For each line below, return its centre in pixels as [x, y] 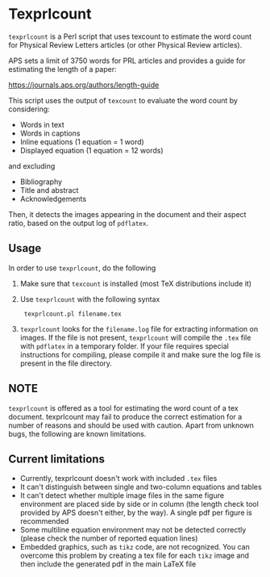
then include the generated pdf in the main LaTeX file [108, 564]
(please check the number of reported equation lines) [109, 538]
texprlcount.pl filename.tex [73, 314]
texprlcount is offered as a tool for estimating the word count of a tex [124, 408]
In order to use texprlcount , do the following [82, 268]
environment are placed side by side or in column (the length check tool [139, 504]
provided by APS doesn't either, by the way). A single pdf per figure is [136, 512]
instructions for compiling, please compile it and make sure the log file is [140, 354]
